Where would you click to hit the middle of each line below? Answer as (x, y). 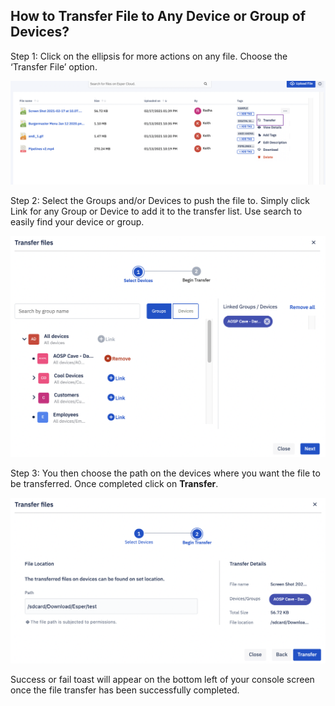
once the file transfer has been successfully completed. (125, 690)
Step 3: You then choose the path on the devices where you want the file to (165, 473)
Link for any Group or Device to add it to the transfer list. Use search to (156, 211)
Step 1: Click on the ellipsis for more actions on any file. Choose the (149, 56)
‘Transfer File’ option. (54, 66)
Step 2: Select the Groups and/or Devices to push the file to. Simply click (160, 201)
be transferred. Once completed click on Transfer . (114, 484)
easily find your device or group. (77, 222)
